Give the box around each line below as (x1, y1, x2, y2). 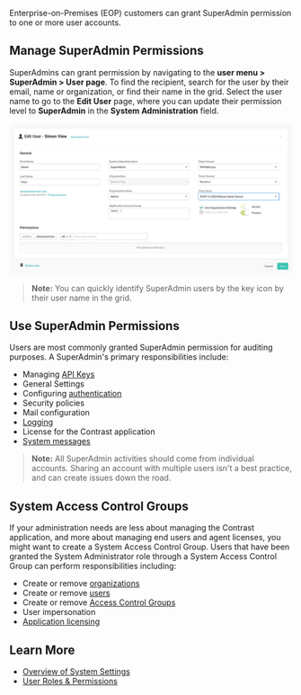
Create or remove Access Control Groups (22, 597, 176, 608)
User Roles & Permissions (22, 676, 119, 686)
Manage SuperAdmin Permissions (9, 43, 204, 58)
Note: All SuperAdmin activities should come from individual (31, 453, 254, 464)
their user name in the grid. (31, 292, 132, 303)
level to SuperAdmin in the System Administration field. (9, 105, 219, 116)
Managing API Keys (22, 369, 95, 380)
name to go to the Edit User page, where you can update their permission (9, 95, 282, 106)
